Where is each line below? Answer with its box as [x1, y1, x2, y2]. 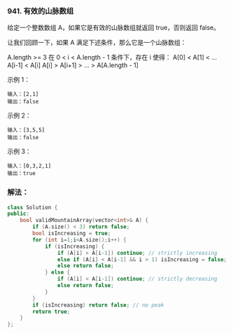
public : [7, 210, 30, 218]
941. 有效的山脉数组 [7, 6, 74, 15]
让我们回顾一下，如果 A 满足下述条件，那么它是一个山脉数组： [7, 39, 187, 47]
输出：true [7, 170, 36, 177]
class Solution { [7, 204, 58, 211]
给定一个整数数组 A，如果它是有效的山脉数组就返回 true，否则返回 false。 [7, 23, 220, 32]
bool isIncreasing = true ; [32, 230, 111, 237]
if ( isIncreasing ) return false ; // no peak [32, 301, 164, 309]
